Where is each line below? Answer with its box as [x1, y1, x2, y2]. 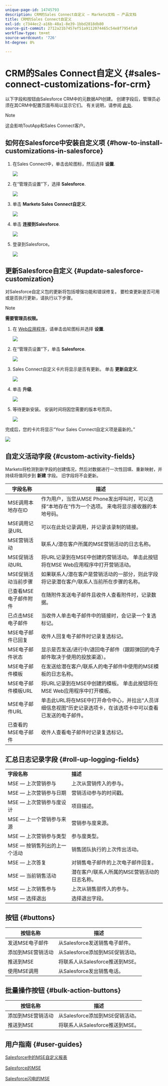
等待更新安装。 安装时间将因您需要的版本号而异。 [12, 406, 115, 412]
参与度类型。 [71, 832, 102, 839]
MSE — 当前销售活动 [7, 872, 56, 879]
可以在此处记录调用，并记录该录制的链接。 [40, 524, 141, 531]
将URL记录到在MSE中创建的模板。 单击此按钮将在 [40, 680, 158, 687]
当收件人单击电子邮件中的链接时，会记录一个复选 [40, 612, 156, 619]
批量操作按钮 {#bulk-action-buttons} [5, 986, 121, 995]
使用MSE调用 [7, 968, 39, 975]
